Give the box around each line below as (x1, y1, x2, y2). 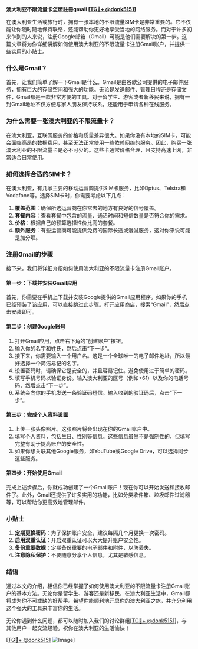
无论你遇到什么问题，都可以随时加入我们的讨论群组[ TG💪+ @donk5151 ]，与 (6, 617, 187, 624)
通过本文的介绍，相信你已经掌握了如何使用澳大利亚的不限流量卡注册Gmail (6, 582, 186, 589)
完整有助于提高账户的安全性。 (14, 440, 87, 447)
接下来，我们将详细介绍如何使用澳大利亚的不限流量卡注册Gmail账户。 (6, 265, 175, 272)
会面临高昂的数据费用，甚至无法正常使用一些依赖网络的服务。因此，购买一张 (6, 139, 192, 146)
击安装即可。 (6, 309, 37, 316)
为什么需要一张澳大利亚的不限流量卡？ (6, 117, 115, 125)
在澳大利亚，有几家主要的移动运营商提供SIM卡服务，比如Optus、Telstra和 (6, 184, 186, 192)
